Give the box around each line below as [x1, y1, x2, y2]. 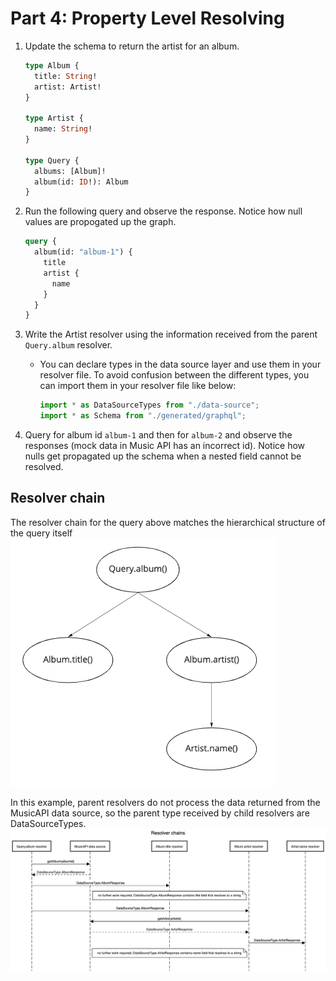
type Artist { [24, 113, 84, 124]
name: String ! [34, 124, 93, 134]
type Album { [24, 60, 80, 71]
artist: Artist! [34, 82, 102, 92]
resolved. [24, 461, 64, 473]
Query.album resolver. [24, 339, 113, 351]
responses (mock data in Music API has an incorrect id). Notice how [24, 440, 306, 452]
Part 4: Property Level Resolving [10, 7, 285, 30]
